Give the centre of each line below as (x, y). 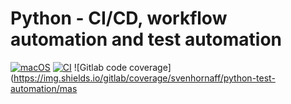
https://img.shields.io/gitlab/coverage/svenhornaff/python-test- (144, 78)
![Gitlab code (100, 67)
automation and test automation (146, 39)
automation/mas (44, 88)
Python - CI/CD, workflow (119, 18)
